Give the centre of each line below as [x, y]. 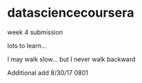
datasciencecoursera [71, 13]
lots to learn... [27, 45]
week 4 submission [35, 32]
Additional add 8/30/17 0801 [48, 73]
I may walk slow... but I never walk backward [71, 59]
